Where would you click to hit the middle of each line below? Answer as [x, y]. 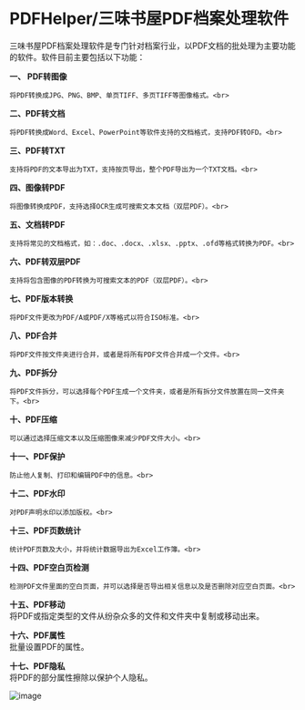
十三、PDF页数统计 [46, 530]
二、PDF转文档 [37, 113]
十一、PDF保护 [37, 456]
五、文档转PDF [37, 224]
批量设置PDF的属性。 [49, 646]
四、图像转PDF [37, 187]
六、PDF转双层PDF [45, 262]
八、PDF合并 [33, 335]
